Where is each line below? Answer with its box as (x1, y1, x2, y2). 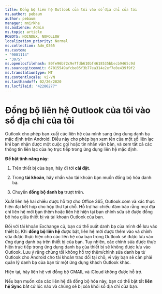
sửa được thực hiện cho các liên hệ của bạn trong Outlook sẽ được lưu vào (5, 234, 154, 240)
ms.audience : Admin (5, 25, 44, 30)
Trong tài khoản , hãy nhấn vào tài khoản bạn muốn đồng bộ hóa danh (12, 175, 152, 180)
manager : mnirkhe (5, 20, 40, 26)
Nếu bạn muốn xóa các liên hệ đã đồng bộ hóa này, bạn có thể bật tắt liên (5, 278, 153, 284)
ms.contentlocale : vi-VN (5, 75, 55, 80)
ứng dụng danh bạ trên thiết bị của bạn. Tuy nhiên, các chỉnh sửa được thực (5, 239, 156, 245)
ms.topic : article (5, 30, 42, 34)
